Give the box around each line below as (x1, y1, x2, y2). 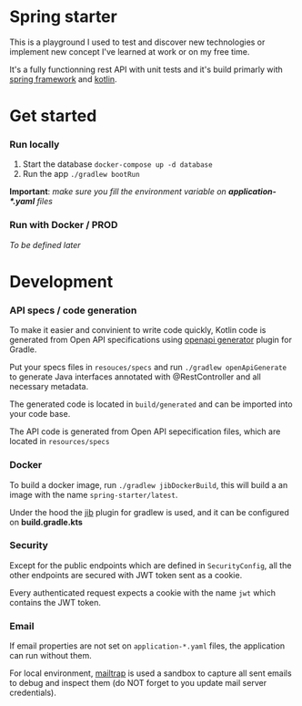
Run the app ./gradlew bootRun (22, 169, 140, 180)
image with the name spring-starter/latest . (9, 489, 178, 500)
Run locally (9, 139, 60, 151)
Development (9, 271, 114, 292)
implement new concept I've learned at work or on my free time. (9, 46, 250, 57)
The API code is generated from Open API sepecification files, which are (9, 426, 281, 437)
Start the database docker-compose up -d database (22, 159, 213, 170)
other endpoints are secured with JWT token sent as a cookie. (9, 569, 243, 580)
